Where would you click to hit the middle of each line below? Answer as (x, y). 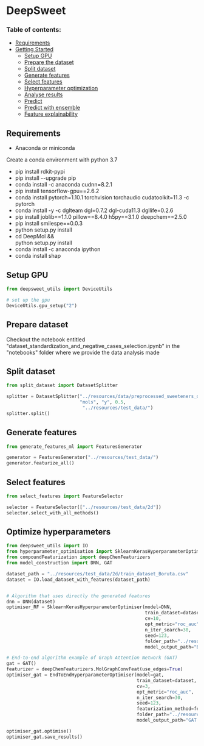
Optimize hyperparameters (59, 532)
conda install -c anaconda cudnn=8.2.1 (63, 185)
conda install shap (38, 256)
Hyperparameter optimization (61, 88)
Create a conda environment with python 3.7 (62, 160)
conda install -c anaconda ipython (58, 249)
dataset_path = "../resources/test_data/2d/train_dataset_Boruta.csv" (97, 574)
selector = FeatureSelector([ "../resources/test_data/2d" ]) (84, 507)
